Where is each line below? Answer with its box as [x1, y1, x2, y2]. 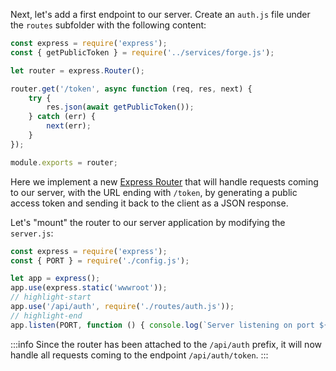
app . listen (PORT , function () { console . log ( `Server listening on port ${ [10, 320, 329, 330]
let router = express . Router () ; [10, 65, 145, 76]
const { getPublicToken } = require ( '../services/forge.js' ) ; [10, 47, 275, 58]
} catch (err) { [28, 112, 97, 122]
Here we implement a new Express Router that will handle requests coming [10, 175, 319, 188]
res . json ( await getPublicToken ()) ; [46, 102, 195, 113]
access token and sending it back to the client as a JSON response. [10, 197, 289, 209]
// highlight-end [10, 310, 83, 321]
